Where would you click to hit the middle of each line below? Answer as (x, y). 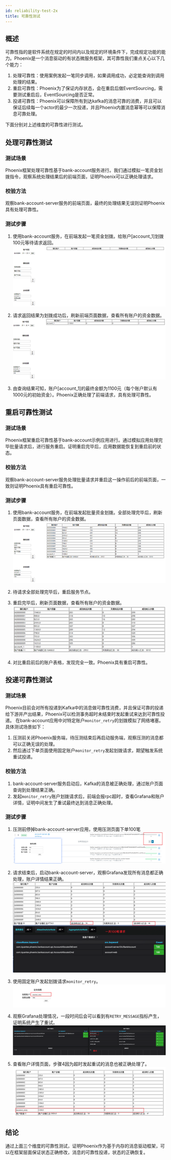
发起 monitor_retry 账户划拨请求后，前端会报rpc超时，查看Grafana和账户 (88, 796)
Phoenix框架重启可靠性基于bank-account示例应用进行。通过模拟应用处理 (82, 440)
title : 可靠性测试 (23, 16)
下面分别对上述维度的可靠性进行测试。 (45, 125)
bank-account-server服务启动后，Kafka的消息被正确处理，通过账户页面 (88, 783)
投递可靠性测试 (29, 680)
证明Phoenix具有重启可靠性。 (45, 486)
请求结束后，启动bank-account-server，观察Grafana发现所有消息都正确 (88, 872)
